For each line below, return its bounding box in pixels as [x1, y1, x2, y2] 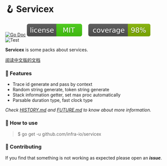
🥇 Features [5, 70, 32, 77]
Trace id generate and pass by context [12, 81, 93, 87]
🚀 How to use [5, 119, 38, 126]
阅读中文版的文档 [5, 57, 41, 63]
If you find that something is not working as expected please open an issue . [5, 154, 162, 160]
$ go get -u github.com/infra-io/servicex [17, 131, 102, 137]
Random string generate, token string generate [12, 87, 109, 93]
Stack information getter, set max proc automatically [12, 92, 121, 98]
